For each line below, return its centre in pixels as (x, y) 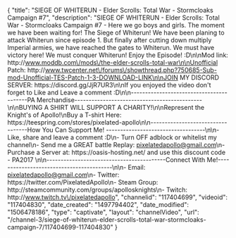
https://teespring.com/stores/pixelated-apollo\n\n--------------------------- (117, 122)
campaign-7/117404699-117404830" (61, 227)
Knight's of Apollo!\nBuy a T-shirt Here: (64, 115)
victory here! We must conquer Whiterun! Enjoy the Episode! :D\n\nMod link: (118, 55)
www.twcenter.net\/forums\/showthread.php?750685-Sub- (131, 70)
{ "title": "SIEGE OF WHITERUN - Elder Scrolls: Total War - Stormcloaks (110, 10)
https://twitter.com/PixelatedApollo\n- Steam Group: (83, 182)
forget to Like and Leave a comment (60, 92)
